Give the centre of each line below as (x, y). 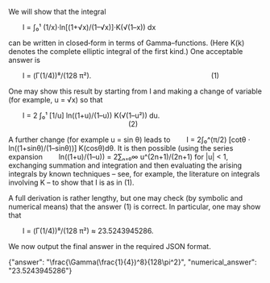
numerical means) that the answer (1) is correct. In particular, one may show (135, 206)
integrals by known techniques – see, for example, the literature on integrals (134, 174)
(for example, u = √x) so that (56, 100)
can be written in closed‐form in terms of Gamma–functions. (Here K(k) (127, 43)
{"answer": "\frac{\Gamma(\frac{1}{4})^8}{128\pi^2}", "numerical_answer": (133, 262)
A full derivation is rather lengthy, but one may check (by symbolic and (126, 198)
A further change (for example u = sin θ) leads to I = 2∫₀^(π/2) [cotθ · (129, 139)
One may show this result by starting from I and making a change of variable (135, 91)
